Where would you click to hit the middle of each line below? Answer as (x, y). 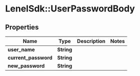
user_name (21, 49)
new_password (26, 66)
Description (91, 41)
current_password (30, 58)
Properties (22, 27)
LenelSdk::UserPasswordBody (70, 9)
